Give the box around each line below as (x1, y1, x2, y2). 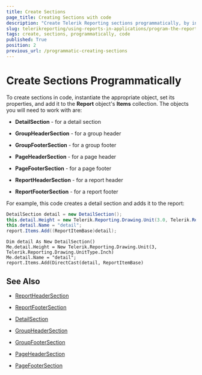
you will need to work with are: (6, 106, 82, 114)
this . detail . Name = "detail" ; (6, 222, 82, 228)
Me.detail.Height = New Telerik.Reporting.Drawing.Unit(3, (6, 244, 158, 250)
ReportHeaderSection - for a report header (14, 176, 123, 183)
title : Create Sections (6, 8, 66, 15)
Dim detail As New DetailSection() (6, 239, 96, 245)
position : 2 (6, 43, 36, 49)
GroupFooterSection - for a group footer (14, 141, 117, 148)
